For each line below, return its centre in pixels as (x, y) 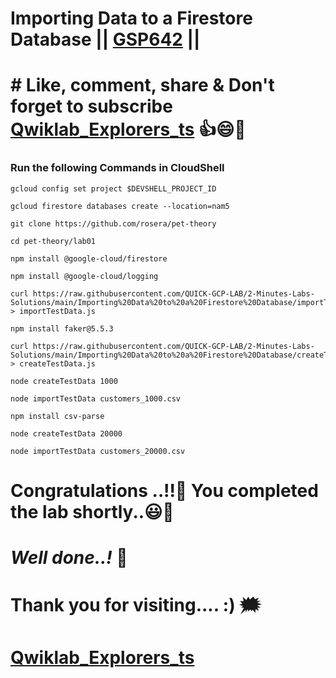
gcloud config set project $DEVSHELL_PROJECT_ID (113, 188)
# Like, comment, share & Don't (142, 85)
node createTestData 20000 (66, 433)
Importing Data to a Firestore (131, 18)
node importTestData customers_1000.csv (96, 398)
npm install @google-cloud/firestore (89, 258)
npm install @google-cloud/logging (84, 276)
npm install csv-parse (57, 416)
